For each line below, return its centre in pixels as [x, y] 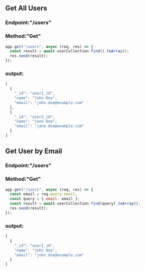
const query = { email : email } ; [45, 199]
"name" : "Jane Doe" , [36, 121]
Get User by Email [34, 151]
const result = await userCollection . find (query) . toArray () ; [75, 204]
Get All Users [26, 8]
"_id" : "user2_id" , [35, 117]
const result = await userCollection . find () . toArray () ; [69, 51]
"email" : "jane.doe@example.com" [49, 126]
